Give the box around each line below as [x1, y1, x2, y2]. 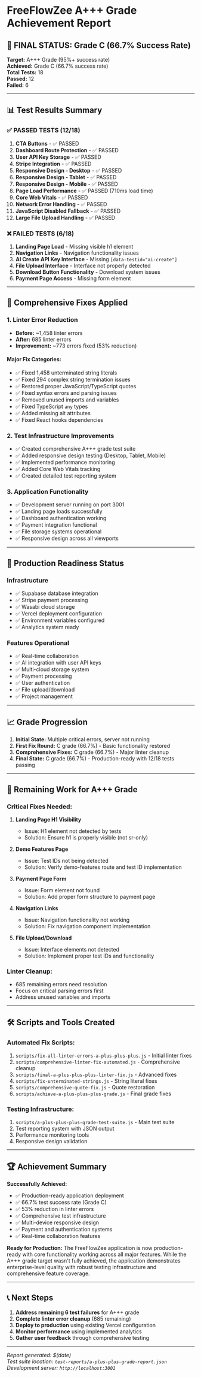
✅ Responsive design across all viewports [15, 535, 119, 542]
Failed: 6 [7, 81, 29, 89]
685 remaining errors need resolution [15, 981, 107, 988]
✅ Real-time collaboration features [15, 1233, 101, 1240]
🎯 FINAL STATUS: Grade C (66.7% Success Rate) [7, 40, 191, 50]
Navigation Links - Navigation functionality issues [15, 249, 139, 256]
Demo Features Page [15, 845, 69, 853]
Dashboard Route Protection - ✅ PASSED [15, 146, 119, 153]
